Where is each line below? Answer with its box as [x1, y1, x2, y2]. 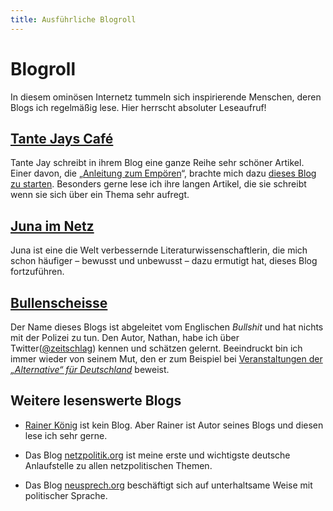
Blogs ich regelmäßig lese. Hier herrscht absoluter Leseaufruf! [10, 101, 267, 113]
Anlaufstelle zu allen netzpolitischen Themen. [24, 459, 213, 471]
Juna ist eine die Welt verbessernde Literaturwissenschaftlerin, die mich [10, 244, 308, 256]
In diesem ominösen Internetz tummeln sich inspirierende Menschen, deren [10, 91, 322, 103]
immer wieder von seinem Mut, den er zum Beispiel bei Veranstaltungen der [10, 353, 323, 365]
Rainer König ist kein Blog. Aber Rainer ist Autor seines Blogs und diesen [24, 419, 324, 431]
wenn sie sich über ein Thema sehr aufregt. [10, 189, 190, 201]
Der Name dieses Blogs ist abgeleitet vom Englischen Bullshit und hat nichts [10, 321, 324, 333]
